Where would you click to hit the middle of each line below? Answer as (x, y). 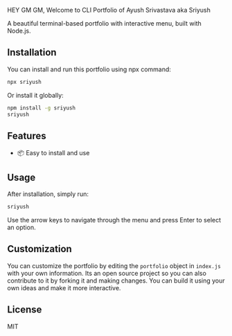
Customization (40, 249)
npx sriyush (24, 82)
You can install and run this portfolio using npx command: (89, 69)
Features (27, 135)
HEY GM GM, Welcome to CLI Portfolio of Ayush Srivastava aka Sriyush (109, 10)
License (25, 310)
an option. (21, 227)
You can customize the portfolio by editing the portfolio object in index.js (114, 265)
